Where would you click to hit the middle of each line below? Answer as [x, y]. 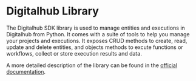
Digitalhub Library [52, 11]
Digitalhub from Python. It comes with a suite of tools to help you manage [98, 34]
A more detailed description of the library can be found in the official [92, 65]
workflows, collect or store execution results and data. [74, 53]
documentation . [26, 71]
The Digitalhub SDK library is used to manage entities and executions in [96, 28]
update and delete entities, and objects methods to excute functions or [95, 47]
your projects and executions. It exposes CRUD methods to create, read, [97, 40]
